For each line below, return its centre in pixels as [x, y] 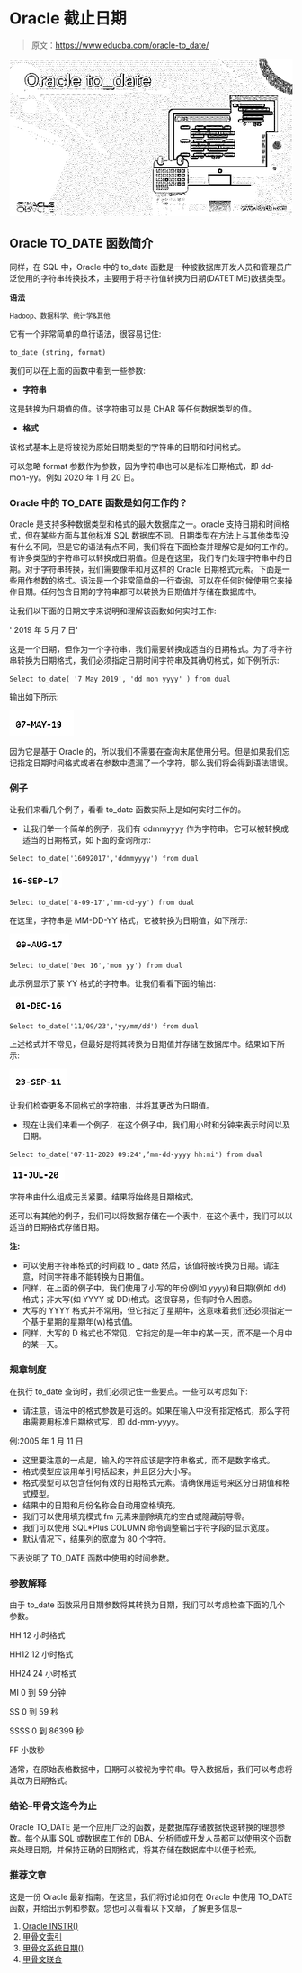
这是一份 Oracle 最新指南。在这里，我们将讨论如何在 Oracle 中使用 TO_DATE [151, 1896]
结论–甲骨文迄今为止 [53, 1806]
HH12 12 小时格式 [41, 1654]
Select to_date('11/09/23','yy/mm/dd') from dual [104, 1027]
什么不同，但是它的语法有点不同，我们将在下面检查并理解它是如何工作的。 [155, 547]
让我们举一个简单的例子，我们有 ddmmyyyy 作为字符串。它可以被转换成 [155, 828]
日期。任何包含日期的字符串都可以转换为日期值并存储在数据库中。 [139, 592]
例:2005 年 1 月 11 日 [46, 1441]
